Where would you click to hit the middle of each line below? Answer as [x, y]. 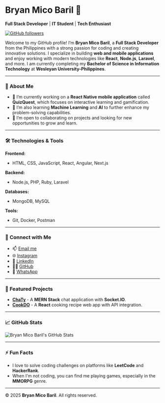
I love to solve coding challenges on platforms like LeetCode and [78, 365]
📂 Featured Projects [29, 289]
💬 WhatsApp [25, 271]
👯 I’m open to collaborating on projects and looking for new [72, 118]
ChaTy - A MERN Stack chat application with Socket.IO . [69, 300]
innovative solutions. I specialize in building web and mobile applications [79, 53]
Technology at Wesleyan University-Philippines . [55, 69]
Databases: [17, 191]
